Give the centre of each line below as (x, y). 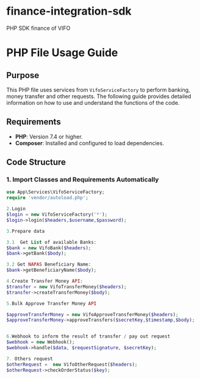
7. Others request (30, 359)
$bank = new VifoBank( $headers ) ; (49, 248)
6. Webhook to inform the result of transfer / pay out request (88, 336)
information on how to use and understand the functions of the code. (93, 102)
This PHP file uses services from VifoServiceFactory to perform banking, (98, 90)
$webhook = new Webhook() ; (41, 342)
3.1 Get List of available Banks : (52, 242)
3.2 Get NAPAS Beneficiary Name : (49, 264)
